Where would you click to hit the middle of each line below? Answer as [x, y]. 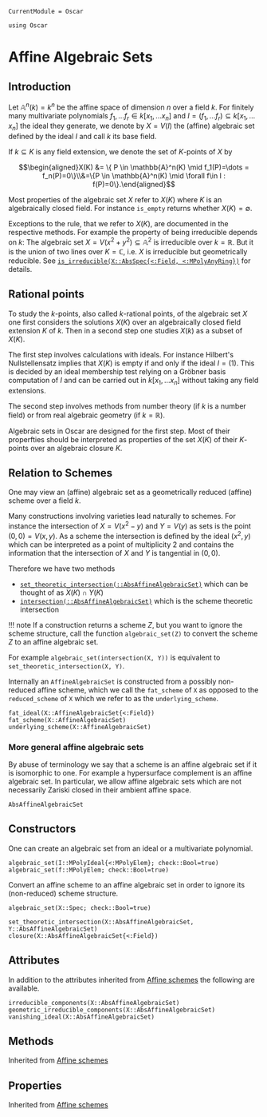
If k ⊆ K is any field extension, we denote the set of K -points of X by [120, 152]
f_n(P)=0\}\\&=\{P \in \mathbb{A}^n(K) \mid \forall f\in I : [134, 176]
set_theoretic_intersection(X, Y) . [67, 666]
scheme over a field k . [45, 501]
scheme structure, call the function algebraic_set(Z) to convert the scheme [133, 633]
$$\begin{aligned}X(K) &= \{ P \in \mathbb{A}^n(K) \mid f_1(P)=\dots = [134, 167]
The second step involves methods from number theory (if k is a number [128, 406]
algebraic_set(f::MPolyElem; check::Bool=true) [89, 870]
